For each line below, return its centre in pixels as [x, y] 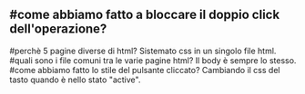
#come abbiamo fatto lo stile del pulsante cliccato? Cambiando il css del [145, 70]
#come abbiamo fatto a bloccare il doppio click [145, 15]
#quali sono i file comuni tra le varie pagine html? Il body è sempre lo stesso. [153, 60]
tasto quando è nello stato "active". [75, 80]
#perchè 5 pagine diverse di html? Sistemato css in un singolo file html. [143, 51]
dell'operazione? [58, 29]
